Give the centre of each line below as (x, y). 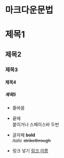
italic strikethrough (32, 141)
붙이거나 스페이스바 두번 (36, 124)
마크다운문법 (29, 10)
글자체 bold (24, 135)
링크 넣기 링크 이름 (30, 151)
